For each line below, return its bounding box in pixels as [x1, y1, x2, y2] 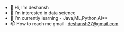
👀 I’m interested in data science [10, 10, 76, 16]
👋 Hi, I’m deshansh [10, 5, 49, 10]
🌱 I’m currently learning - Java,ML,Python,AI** [10, 15, 108, 21]
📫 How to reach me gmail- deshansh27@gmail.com [10, 21, 119, 27]
